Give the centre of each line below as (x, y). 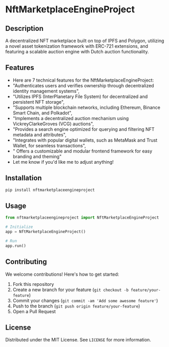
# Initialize (19, 227)
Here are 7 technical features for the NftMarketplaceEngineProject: (83, 80)
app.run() (16, 246)
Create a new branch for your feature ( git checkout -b (71, 290)
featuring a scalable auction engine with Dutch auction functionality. (77, 52)
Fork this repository (33, 284)
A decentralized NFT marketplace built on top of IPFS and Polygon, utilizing (85, 41)
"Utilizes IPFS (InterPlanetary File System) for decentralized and (80, 97)
